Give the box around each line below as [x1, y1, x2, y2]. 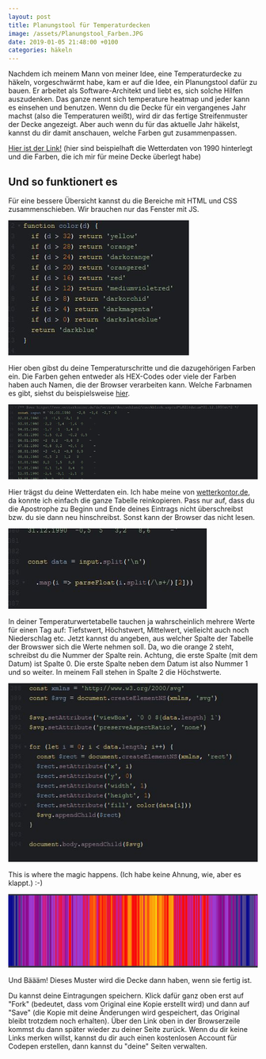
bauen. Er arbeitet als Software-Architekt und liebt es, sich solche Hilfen [8, 86, 244, 95]
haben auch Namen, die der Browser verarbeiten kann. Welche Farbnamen [8, 379, 253, 389]
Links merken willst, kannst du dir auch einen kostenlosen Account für [8, 1033, 237, 1043]
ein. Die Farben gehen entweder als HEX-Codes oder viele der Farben [8, 372, 237, 381]
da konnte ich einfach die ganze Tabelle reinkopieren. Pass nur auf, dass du [8, 496, 255, 506]
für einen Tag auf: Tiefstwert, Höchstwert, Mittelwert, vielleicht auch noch [8, 626, 249, 635]
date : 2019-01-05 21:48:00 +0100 [8, 38, 119, 46]
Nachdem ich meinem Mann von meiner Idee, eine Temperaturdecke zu [8, 69, 242, 79]
